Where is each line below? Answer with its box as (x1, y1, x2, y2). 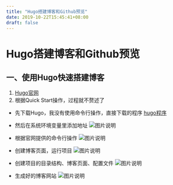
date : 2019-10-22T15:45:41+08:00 (6, 14, 89, 20)
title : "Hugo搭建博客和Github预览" (6, 8, 88, 15)
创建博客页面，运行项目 (14, 147, 72, 154)
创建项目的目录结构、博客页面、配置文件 (14, 160, 114, 167)
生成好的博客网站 (14, 173, 57, 180)
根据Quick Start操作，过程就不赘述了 (14, 97, 105, 104)
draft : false (6, 20, 39, 25)
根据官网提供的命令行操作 (14, 135, 78, 142)
